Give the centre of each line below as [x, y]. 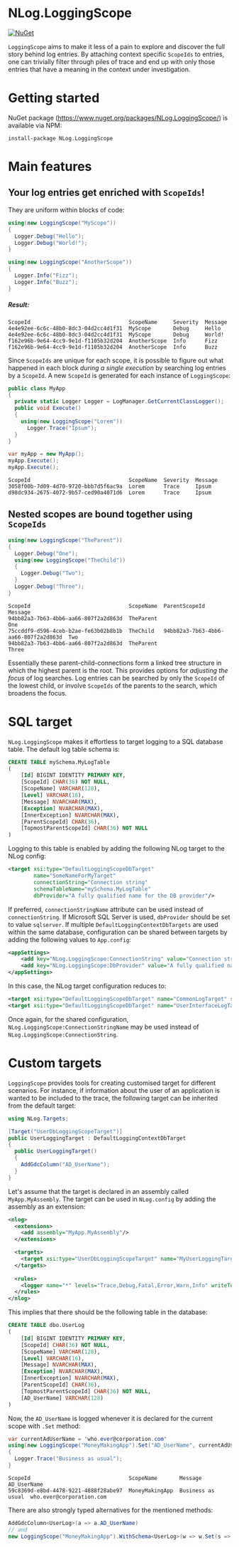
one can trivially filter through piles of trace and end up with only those [112, 61]
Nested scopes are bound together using [101, 514]
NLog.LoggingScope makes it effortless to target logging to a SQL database [116, 741]
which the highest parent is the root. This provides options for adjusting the [118, 670]
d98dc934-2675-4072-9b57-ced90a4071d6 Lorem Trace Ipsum [110, 493]
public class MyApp [37, 388]
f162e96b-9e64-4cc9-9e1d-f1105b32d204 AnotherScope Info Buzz [113, 347]
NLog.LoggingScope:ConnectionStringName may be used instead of [104, 1027]
